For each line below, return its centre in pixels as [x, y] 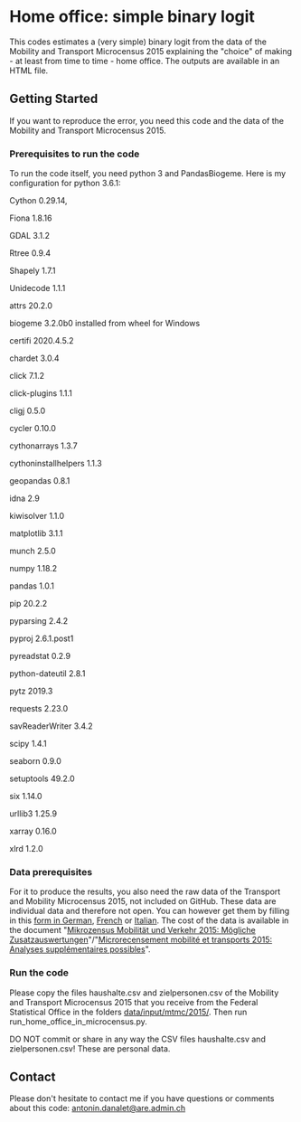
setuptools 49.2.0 [42, 778]
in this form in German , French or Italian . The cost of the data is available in [149, 920]
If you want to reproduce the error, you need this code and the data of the [147, 120]
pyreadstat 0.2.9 [40, 656]
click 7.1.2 [27, 376]
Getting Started [54, 99]
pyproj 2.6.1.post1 [42, 638]
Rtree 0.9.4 [30, 253]
